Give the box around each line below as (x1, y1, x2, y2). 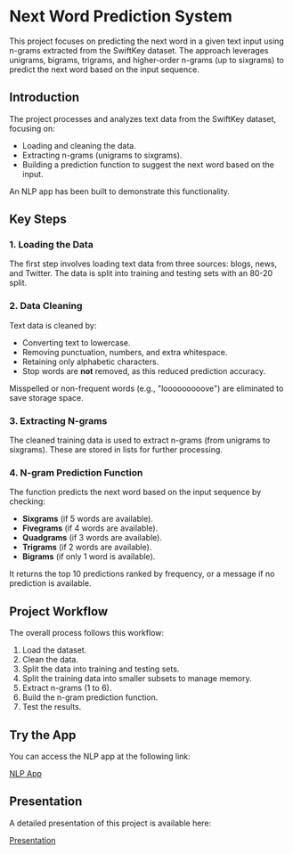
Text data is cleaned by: (9, 320, 97, 330)
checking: (9, 496, 46, 507)
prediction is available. (9, 578, 92, 589)
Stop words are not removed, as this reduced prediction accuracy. (21, 365, 266, 376)
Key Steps (9, 212, 67, 227)
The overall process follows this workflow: (9, 628, 165, 638)
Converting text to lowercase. (21, 337, 131, 348)
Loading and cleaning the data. (21, 140, 136, 150)
